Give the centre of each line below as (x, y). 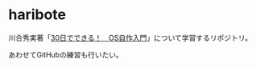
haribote (37, 15)
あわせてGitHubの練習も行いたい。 (66, 54)
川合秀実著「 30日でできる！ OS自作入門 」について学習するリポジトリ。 (130, 37)
